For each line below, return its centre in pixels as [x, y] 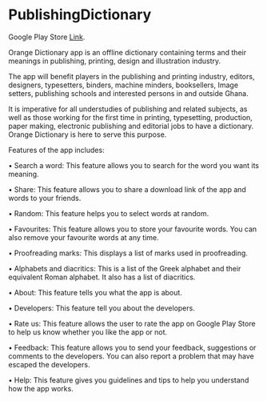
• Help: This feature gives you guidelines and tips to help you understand [129, 380]
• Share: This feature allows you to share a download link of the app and [127, 189]
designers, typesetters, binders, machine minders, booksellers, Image [123, 85]
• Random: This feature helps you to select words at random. [109, 213]
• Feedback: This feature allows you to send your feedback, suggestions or [132, 347]
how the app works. [41, 388]
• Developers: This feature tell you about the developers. [102, 308]
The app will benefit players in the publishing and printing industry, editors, [132, 76]
